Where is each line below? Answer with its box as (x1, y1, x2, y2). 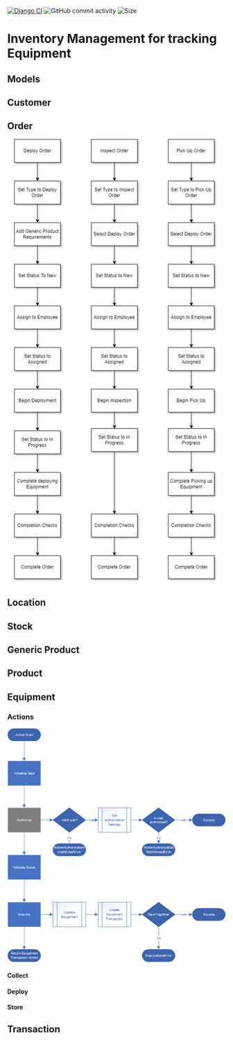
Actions (7, 712, 35, 722)
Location (7, 597, 46, 608)
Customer (7, 96, 51, 108)
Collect (7, 971, 29, 980)
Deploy (7, 987, 28, 996)
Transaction (7, 1023, 61, 1035)
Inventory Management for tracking (7, 31, 217, 46)
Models (7, 73, 40, 85)
